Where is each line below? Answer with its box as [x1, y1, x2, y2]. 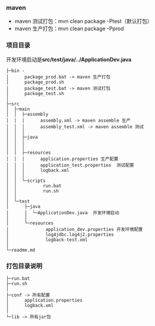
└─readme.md [6, 247, 35, 253]
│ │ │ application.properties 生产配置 [6, 156, 119, 162]
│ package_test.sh [6, 90, 65, 96]
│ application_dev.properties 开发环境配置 [6, 226, 143, 232]
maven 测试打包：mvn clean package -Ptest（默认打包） [14, 18, 153, 25]
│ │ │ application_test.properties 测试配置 [6, 162, 134, 168]
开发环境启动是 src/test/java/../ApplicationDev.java [6, 56, 132, 63]
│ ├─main [6, 106, 31, 112]
